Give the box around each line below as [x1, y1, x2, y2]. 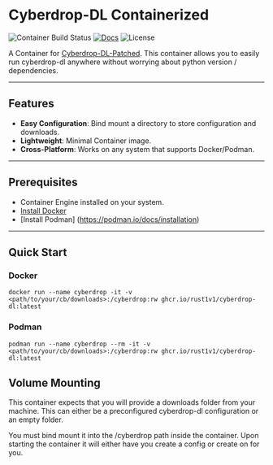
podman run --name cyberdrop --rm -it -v [8, 340, 151, 348]
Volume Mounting [8, 376, 102, 389]
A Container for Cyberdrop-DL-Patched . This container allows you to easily [8, 48, 260, 58]
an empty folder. [8, 415, 63, 424]
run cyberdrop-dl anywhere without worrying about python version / [8, 57, 237, 67]
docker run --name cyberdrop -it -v [8, 289, 132, 297]
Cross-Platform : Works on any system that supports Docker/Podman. [19, 144, 255, 154]
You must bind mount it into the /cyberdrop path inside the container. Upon [8, 431, 259, 441]
